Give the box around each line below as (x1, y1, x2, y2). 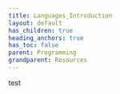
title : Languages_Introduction (8, 11, 113, 20)
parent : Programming (8, 49, 78, 57)
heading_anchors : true (8, 33, 84, 42)
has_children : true (8, 26, 74, 34)
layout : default (8, 19, 62, 27)
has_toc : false (8, 41, 59, 49)
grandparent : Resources (8, 57, 88, 65)
